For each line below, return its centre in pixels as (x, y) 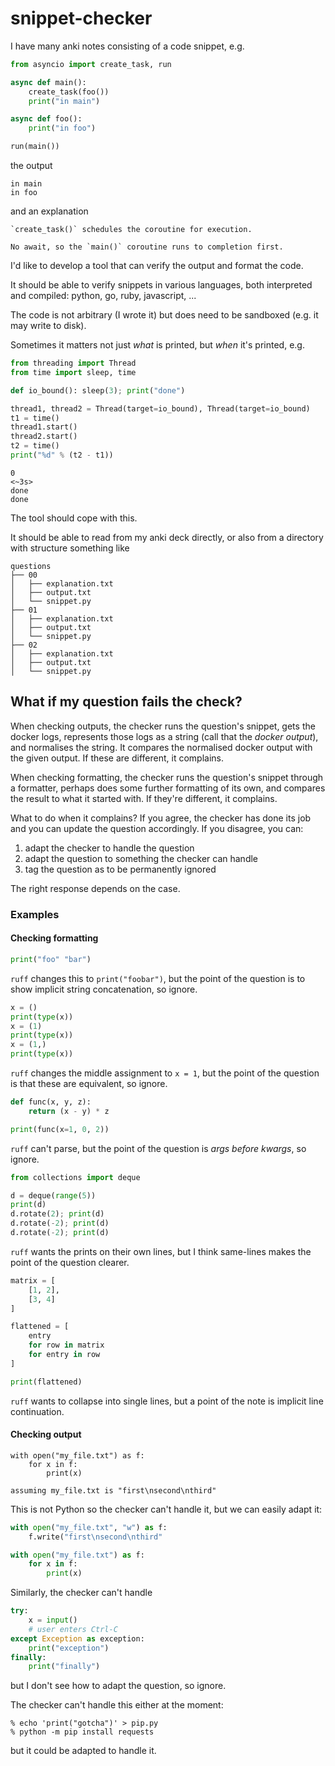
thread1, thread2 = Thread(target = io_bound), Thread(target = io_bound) (160, 408)
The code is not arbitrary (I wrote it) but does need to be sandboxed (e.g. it (164, 315)
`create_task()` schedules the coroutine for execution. (131, 230)
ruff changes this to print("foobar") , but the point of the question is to (158, 978)
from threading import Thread (73, 363)
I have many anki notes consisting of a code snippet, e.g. (127, 46)
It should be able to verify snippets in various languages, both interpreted (161, 285)
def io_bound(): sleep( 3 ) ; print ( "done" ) (98, 390)
